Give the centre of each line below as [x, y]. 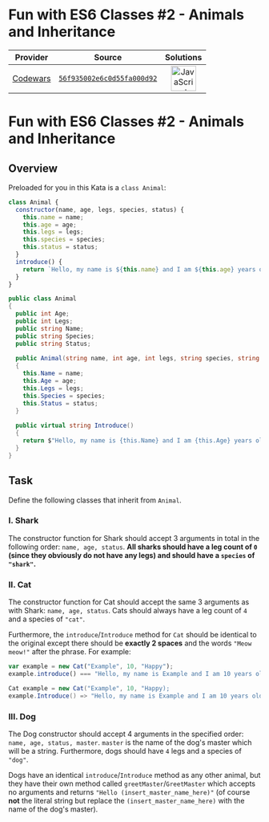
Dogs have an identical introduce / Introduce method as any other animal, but [134, 775]
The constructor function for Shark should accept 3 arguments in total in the [134, 538]
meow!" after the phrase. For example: [70, 652]
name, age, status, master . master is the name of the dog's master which [130, 742]
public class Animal [43, 299]
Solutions [184, 57]
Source [108, 57]
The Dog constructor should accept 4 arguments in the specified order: [126, 734]
